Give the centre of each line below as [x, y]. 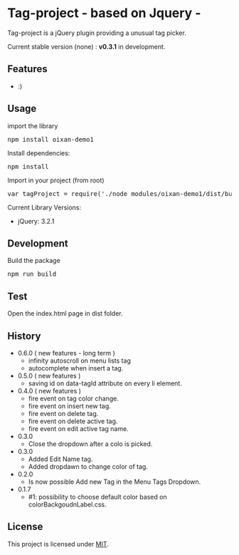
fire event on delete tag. [63, 414]
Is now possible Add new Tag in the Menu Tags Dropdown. [115, 482]
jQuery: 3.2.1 [36, 221]
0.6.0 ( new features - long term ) [66, 353]
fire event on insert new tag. [70, 406]
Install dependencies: [39, 153]
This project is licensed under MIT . [58, 544]
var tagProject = [37, 193]
